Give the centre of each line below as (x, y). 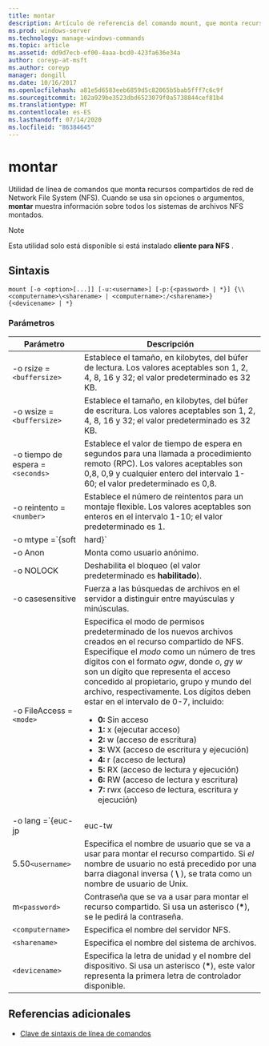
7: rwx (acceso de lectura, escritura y (168, 789)
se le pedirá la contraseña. (134, 916)
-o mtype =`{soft (44, 539)
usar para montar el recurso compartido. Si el (169, 853)
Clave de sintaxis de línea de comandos (85, 1033)
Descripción (171, 343)
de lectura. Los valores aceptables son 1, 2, (166, 367)
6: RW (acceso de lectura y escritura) (168, 779)
